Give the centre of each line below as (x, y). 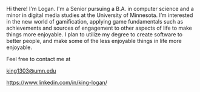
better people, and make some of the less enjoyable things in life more (94, 41)
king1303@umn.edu (31, 71)
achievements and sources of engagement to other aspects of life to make (99, 28)
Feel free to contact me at (38, 59)
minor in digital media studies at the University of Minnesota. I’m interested (100, 15)
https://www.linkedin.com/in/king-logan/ (57, 82)
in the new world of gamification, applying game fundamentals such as (95, 21)
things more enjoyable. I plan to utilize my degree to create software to (95, 34)
